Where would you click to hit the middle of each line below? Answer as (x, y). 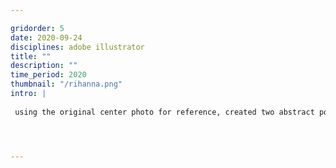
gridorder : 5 (37, 28)
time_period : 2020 (48, 75)
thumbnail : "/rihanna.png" (66, 84)
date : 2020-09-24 (46, 37)
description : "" (44, 66)
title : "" (31, 56)
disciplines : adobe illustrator (77, 47)
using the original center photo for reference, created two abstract (164, 112)
